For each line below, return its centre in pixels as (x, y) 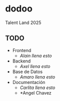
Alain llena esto (36, 55)
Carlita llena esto (37, 87)
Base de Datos (27, 71)
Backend (21, 61)
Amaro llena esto (37, 77)
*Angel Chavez (35, 92)
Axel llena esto (35, 66)
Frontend (22, 50)
